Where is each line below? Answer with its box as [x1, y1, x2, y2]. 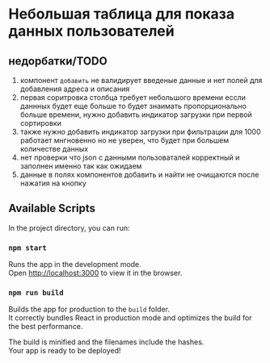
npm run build [8, 288, 64, 298]
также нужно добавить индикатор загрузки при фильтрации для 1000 [19, 127, 261, 136]
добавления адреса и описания [19, 84, 130, 94]
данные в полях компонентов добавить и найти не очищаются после [19, 170, 259, 179]
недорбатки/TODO [8, 54, 108, 68]
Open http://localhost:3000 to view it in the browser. [8, 268, 183, 278]
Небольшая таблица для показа [8, 5, 235, 23]
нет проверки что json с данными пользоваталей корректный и [19, 152, 240, 162]
